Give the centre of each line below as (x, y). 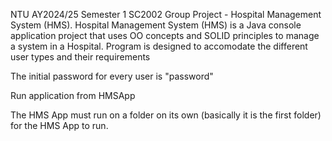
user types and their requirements (80, 57)
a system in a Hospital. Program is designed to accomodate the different (159, 46)
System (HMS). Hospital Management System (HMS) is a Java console (156, 25)
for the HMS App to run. (59, 125)
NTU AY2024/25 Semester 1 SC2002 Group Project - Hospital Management (166, 14)
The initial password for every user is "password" (112, 76)
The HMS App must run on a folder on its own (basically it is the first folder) (166, 115)
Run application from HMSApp (73, 95)
